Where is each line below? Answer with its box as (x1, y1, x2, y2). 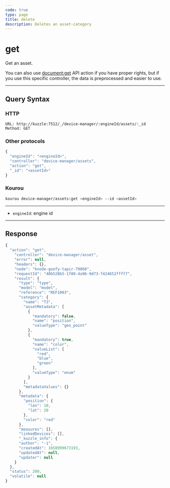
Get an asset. (5, 60, 33, 66)
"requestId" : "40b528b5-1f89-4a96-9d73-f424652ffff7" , (14, 271, 133, 276)
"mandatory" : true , (32, 337, 73, 342)
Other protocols (5, 137, 45, 144)
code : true (5, 7, 28, 13)
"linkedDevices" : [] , (18, 431, 65, 436)
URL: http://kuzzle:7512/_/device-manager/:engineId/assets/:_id (5, 121, 146, 127)
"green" (37, 361, 53, 366)
